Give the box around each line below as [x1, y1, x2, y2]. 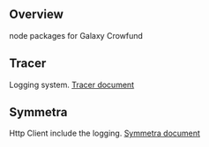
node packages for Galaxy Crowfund [9, 30, 144, 40]
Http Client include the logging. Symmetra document [9, 128, 201, 139]
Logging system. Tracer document [9, 79, 135, 90]
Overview [9, 7, 64, 22]
